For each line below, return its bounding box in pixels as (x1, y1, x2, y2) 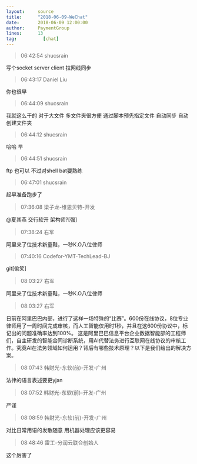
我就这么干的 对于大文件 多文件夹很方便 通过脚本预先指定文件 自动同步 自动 (6, 112, 189, 119)
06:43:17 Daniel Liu (20, 76, 68, 83)
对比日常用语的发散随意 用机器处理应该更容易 (6, 427, 116, 433)
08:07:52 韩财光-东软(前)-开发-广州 (20, 389, 106, 396)
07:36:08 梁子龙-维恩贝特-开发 (20, 203, 95, 211)
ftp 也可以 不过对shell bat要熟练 (6, 167, 83, 174)
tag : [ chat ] (6, 36, 59, 42)
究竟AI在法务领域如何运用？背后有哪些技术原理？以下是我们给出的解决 (16, 345, 186, 351)
